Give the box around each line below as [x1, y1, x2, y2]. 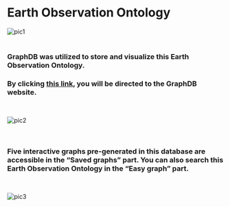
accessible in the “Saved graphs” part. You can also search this [7, 156, 224, 165]
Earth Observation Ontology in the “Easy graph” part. [7, 164, 189, 173]
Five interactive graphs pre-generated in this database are [7, 147, 206, 156]
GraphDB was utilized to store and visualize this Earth [7, 51, 189, 61]
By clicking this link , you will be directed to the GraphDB [7, 79, 197, 88]
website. [7, 87, 37, 97]
